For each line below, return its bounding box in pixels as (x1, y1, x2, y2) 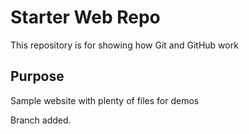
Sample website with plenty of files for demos (10, 94, 200, 106)
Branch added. (10, 114, 72, 126)
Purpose (10, 68, 65, 85)
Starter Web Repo (10, 6, 161, 29)
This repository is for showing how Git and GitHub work (10, 39, 239, 51)
